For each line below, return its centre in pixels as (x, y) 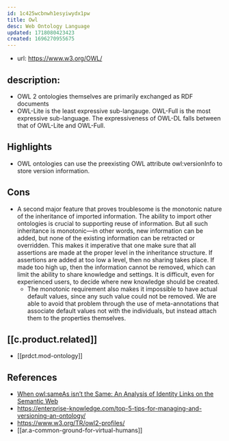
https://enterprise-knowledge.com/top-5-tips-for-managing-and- (109, 409)
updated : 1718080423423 (41, 33)
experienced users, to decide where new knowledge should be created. (118, 281)
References (32, 377)
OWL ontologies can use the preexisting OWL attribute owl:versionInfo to (120, 163)
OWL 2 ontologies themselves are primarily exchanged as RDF (105, 96)
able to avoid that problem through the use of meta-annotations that (123, 303)
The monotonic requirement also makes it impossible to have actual (122, 289)
